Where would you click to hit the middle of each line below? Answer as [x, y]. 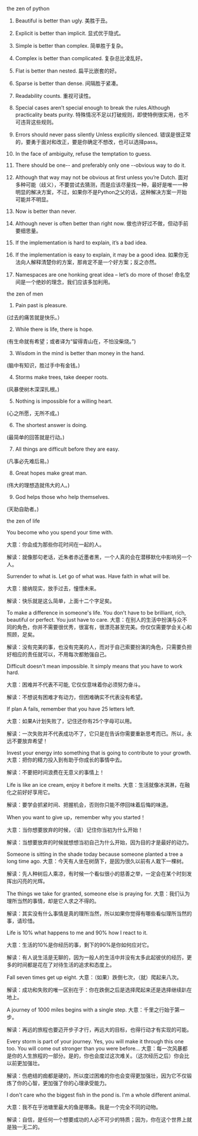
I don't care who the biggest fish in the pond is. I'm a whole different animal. [99, 1095]
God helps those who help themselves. [62, 497]
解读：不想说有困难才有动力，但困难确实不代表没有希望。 [76, 697]
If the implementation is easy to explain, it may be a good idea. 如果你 [99, 255]
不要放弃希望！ [30, 741]
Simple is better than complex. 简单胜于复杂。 [71, 46]
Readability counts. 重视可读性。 [55, 96]
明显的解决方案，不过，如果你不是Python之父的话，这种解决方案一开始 [101, 192]
